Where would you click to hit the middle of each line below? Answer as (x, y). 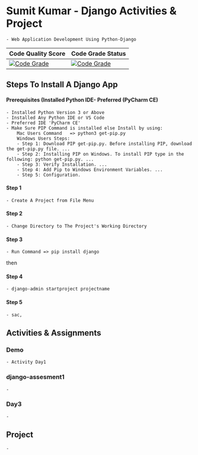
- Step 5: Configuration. (49, 175)
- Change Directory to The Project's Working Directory (76, 226)
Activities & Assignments (54, 333)
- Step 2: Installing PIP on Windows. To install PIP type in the (100, 154)
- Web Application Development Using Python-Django (71, 39)
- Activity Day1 (26, 362)
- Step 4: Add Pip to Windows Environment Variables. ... (90, 170)
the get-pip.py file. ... (38, 149)
